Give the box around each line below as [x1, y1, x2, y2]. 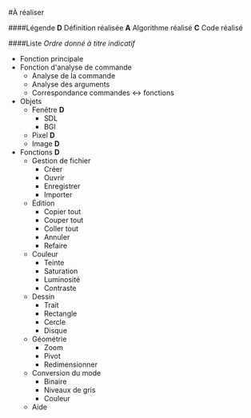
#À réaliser [8, 8, 45, 17]
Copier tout [43, 207, 82, 216]
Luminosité [43, 275, 81, 284]
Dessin [31, 292, 55, 301]
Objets [19, 97, 42, 105]
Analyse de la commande [31, 71, 116, 80]
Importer [43, 190, 73, 199]
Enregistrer [43, 181, 81, 191]
